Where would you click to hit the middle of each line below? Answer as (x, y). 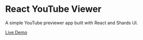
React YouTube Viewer (53, 9)
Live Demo (16, 32)
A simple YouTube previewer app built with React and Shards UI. (71, 23)
